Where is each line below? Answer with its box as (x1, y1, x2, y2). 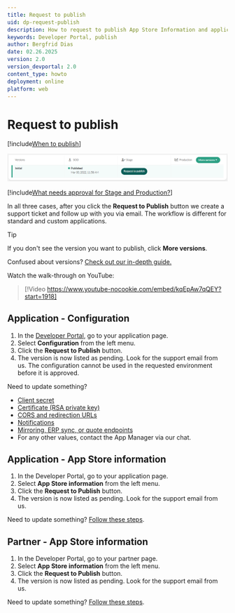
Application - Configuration (7, 312, 130, 324)
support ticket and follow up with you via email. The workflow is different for (7, 209, 227, 218)
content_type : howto (7, 70, 68, 77)
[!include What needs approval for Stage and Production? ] (7, 188, 173, 197)
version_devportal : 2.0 (7, 63, 77, 70)
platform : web (7, 85, 49, 93)
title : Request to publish (7, 11, 86, 18)
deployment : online (7, 78, 64, 85)
